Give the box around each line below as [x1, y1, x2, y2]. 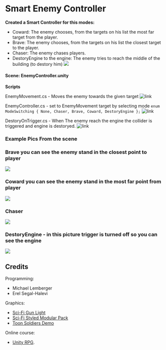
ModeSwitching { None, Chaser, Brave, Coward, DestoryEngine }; [5, 109, 141, 114]
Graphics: [5, 300, 25, 306]
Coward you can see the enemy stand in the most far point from [5, 178, 162, 185]
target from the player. [12, 34, 58, 40]
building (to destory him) [12, 61, 63, 67]
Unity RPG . [12, 340, 35, 346]
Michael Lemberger [12, 285, 53, 291]
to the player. [12, 45, 40, 50]
